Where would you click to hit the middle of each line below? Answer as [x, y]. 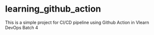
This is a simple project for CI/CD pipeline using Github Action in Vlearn [77, 22]
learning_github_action [53, 9]
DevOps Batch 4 [22, 27]
